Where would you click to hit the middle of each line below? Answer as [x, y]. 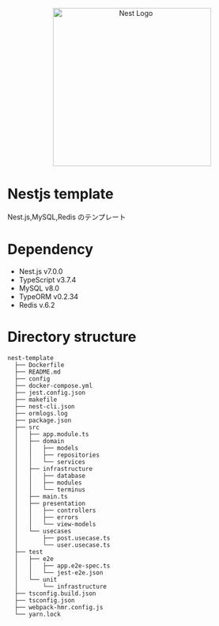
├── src [27, 427]
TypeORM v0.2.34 [49, 296]
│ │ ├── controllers [55, 510]
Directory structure [72, 337]
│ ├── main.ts [41, 496]
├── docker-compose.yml [53, 385]
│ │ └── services [50, 462]
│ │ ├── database [50, 476]
